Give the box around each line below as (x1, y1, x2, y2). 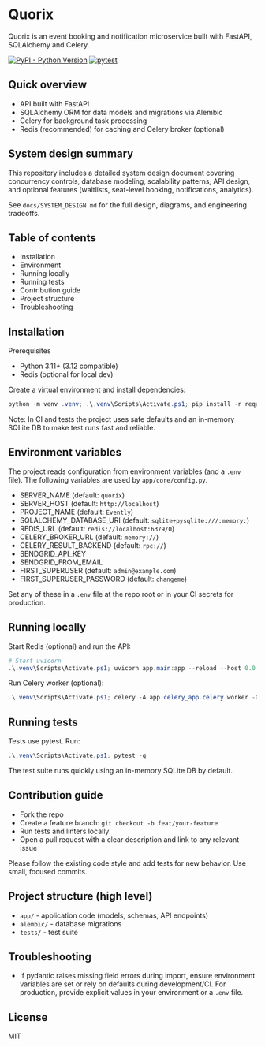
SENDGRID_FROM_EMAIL (19, 557, 103, 567)
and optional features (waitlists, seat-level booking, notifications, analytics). (8, 184, 254, 194)
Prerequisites (8, 346, 51, 356)
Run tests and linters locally (19, 826, 110, 836)
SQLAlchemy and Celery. (8, 39, 90, 49)
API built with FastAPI (19, 99, 90, 108)
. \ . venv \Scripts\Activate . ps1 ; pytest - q (8, 751, 147, 760)
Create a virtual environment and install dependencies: (8, 385, 186, 395)
